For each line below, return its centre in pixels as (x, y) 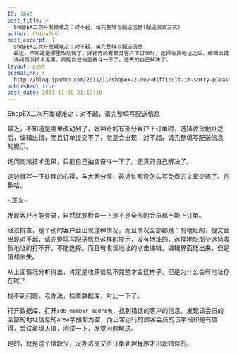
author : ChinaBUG (33, 34)
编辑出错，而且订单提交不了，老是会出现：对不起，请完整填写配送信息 (121, 138)
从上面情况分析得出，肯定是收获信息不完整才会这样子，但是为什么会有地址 (115, 272)
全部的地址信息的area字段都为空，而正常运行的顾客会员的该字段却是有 (110, 319)
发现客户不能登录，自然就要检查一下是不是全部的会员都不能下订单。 (106, 216)
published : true (31, 86)
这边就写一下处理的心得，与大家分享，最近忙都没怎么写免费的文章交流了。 (115, 177)
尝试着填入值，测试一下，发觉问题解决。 (78, 329)
